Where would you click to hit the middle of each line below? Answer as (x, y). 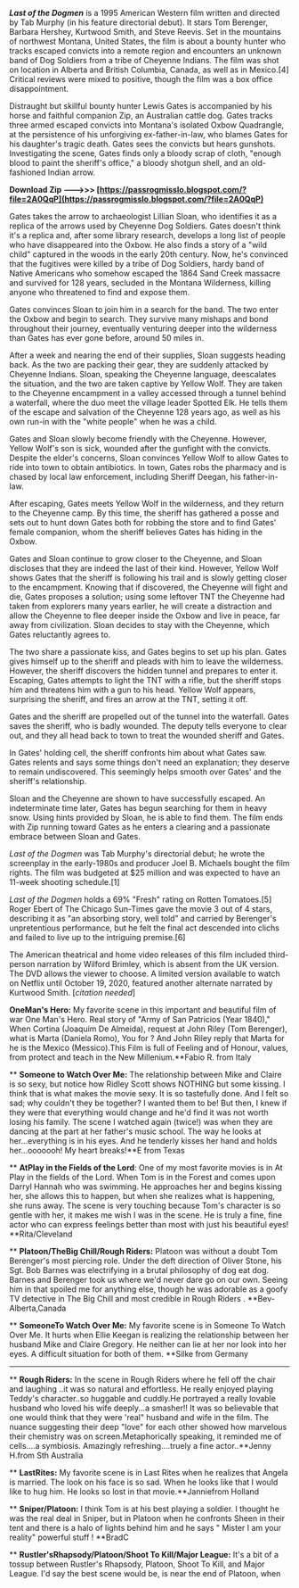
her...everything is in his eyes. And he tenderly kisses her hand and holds (143, 1141)
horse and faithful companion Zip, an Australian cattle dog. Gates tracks (141, 116)
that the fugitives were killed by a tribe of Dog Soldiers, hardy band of (137, 264)
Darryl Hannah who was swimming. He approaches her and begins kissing (146, 1187)
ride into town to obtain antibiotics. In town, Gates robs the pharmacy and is (148, 467)
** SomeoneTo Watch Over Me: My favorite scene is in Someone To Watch (148, 1325)
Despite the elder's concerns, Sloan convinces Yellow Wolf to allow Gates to (149, 458)
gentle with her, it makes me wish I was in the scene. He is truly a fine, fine (146, 1215)
